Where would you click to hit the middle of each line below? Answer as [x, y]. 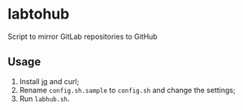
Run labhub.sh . [44, 99]
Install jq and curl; [49, 81]
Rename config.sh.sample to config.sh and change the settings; [128, 90]
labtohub [39, 14]
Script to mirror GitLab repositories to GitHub [82, 36]
